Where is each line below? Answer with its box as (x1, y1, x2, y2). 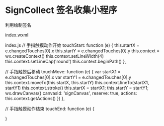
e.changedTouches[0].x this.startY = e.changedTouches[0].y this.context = (5, 48, 160, 54)
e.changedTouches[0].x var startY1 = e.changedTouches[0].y (5, 74, 132, 80)
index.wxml (5, 32, 29, 38)
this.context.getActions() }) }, (5, 95, 65, 101)
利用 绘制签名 (5, 22, 31, 28)
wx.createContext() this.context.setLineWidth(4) (5, 53, 104, 59)
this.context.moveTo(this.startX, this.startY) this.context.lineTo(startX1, (5, 79, 149, 85)
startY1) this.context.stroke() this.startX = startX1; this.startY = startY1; (5, 85, 149, 91)
